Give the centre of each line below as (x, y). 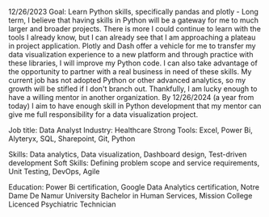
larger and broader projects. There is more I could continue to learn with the (134, 29)
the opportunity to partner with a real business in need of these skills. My (130, 71)
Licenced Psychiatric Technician (62, 204)
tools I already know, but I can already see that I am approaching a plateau (132, 37)
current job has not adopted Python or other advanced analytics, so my (127, 80)
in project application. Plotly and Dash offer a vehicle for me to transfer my (132, 46)
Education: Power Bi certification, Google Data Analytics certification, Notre (134, 187)
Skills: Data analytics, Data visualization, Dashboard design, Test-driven (128, 154)
